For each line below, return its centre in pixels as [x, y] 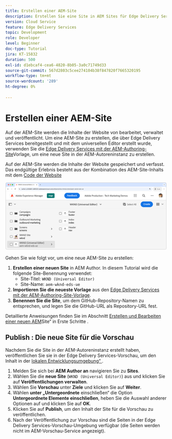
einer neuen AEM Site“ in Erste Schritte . [47, 321]
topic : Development [26, 33]
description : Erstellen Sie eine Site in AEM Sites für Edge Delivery [82, 16]
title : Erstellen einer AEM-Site [41, 11]
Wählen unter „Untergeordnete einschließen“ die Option [72, 392]
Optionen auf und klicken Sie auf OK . [52, 404]
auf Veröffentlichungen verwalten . [50, 381]
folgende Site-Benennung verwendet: [52, 273]
